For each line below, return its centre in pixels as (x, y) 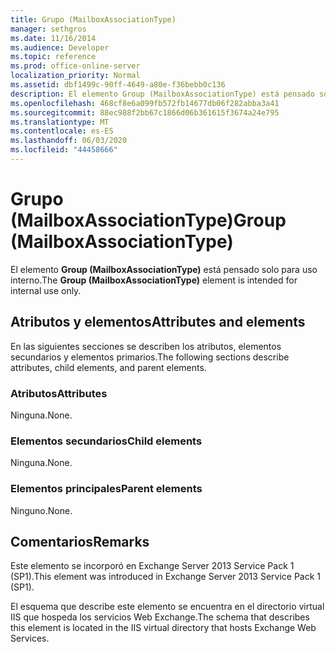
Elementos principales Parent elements (106, 489)
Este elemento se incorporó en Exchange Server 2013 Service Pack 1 (152, 566)
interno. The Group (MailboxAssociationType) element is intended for (154, 280)
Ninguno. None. (41, 510)
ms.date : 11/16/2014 (53, 38)
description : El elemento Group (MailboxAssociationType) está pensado (162, 94)
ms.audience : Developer (60, 47)
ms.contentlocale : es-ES (62, 131)
